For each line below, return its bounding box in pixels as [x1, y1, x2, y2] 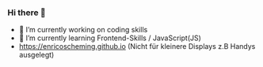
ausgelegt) [18, 50, 55, 60]
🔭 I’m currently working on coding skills [18, 25, 148, 35]
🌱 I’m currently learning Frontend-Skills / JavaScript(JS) [18, 33, 201, 43]
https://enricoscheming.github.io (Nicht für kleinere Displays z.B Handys [18, 42, 256, 51]
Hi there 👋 [7, 7, 47, 18]
